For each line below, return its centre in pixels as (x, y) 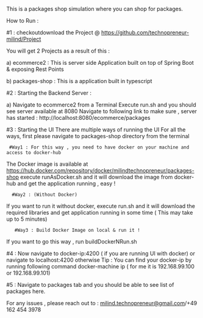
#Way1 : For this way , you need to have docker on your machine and (99, 147)
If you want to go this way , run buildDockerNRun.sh (72, 242)
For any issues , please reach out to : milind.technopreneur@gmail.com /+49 (102, 303)
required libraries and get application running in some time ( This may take (100, 213)
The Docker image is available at (47, 164)
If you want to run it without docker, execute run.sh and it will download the (101, 206)
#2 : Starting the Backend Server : (49, 93)
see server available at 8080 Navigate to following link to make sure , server (101, 111)
